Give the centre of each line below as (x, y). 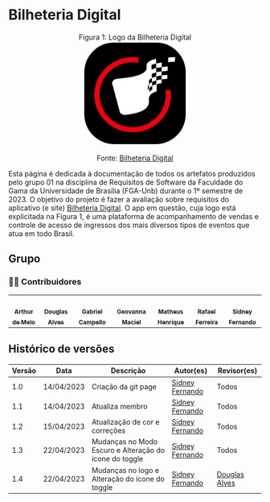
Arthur (24, 312)
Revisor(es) (237, 371)
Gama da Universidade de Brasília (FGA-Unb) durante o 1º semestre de (126, 190)
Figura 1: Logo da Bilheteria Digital (135, 37)
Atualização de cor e (125, 422)
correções (108, 431)
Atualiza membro (119, 407)
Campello (92, 322)
